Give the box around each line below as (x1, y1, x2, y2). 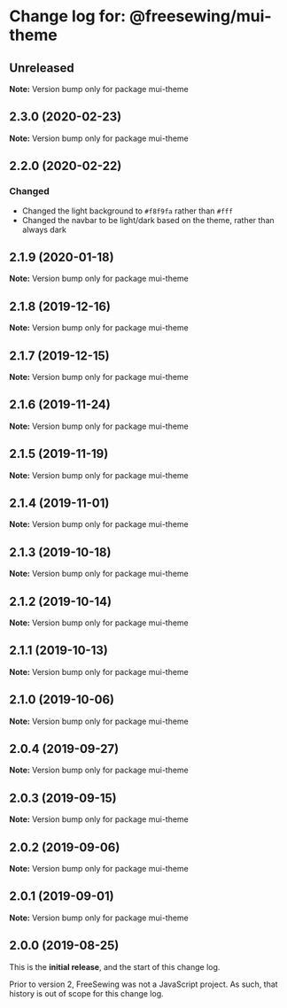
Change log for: (9, 6, 127, 27)
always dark (21, 224, 66, 235)
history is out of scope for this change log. (9, 988, 164, 998)
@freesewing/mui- (129, 6, 272, 27)
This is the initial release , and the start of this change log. (9, 961, 221, 972)
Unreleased (9, 60, 75, 75)
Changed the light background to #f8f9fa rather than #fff (21, 205, 233, 216)
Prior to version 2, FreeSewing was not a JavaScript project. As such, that (9, 979, 278, 989)
